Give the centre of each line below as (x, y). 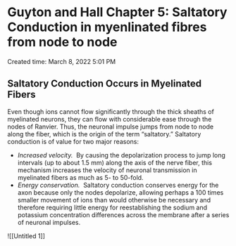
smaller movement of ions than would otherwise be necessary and (114, 200)
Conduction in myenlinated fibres (107, 27)
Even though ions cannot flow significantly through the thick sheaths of (111, 111)
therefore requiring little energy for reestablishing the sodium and (112, 207)
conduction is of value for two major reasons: (73, 141)
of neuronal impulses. (49, 222)
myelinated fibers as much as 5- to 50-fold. (80, 177)
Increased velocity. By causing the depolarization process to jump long (121, 155)
